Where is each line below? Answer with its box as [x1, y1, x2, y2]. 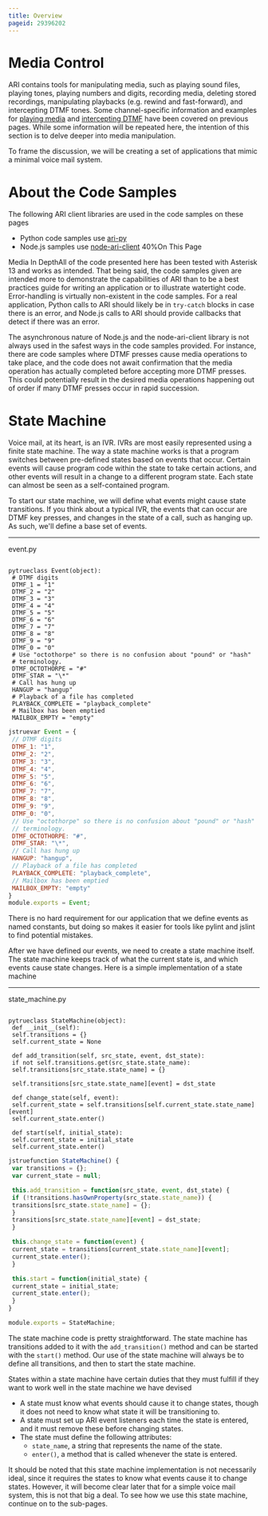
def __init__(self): [11, 1024, 81, 1032]
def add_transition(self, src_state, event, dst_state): [11, 1052, 205, 1060]
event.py [8, 545, 37, 554]
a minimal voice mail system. [8, 155, 103, 165]
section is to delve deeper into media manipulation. [8, 131, 176, 141]
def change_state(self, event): [11, 1094, 120, 1102]
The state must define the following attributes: [19, 1432, 172, 1442]
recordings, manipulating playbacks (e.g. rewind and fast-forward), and [8, 97, 243, 106]
